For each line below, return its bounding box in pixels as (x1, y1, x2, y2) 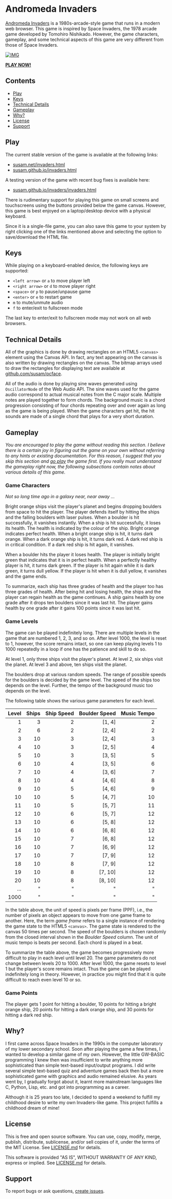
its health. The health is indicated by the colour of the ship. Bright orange (5, 525, 160, 532)
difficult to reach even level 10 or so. (5, 976, 82, 982)
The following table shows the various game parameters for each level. (5, 697, 155, 703)
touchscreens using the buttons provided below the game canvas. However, (5, 202, 166, 208)
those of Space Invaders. (5, 42, 58, 48)
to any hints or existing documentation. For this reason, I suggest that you (5, 453, 161, 459)
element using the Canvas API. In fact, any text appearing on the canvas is (5, 355, 162, 361)
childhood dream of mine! (5, 1105, 60, 1111)
